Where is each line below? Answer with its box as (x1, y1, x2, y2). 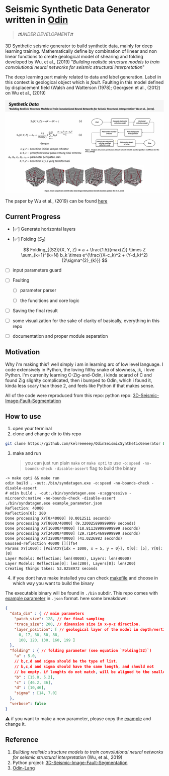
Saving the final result (12, 308, 58, 314)
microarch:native (5, 496, 42, 501)
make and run (12, 450, 41, 456)
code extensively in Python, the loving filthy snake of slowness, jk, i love (5, 366, 155, 372)
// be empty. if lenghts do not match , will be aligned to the (14, 669, 150, 674)
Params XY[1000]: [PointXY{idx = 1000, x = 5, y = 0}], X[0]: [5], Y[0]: (5, 546, 163, 551)
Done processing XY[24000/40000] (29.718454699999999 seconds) (5, 531, 141, 536)
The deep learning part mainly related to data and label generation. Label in (5, 74, 161, 80)
